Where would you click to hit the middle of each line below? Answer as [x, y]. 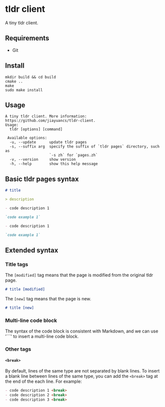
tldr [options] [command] [36, 129]
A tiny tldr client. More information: [46, 116]
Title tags [17, 264]
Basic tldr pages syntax [42, 179]
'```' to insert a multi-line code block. [42, 336]
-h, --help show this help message [54, 164]
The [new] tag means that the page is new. [48, 299]
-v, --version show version [43, 160]
